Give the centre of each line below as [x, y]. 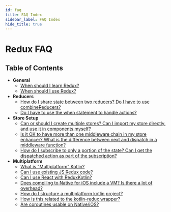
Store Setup [25, 118]
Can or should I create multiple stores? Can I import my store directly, [93, 124]
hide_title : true [24, 24]
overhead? [32, 188]
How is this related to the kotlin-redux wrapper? [70, 199]
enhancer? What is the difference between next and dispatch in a [89, 140]
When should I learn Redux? [50, 86]
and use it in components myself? [55, 129]
